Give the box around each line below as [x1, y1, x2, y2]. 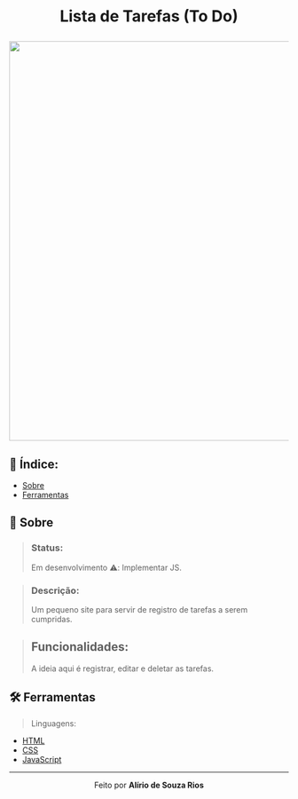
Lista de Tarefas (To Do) [59, 6, 239, 27]
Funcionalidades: [30, 639, 129, 654]
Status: [30, 542, 64, 554]
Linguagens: [30, 717, 77, 729]
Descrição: [30, 584, 80, 597]
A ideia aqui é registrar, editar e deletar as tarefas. [30, 663, 215, 674]
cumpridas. [30, 613, 73, 624]
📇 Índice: [9, 456, 59, 471]
